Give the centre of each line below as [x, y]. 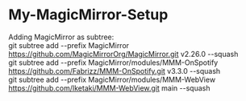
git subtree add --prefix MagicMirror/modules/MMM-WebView [112, 79]
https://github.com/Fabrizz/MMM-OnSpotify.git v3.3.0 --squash [115, 71]
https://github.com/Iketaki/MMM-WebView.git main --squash [109, 88]
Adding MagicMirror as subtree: [61, 37]
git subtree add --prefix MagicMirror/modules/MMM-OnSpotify [113, 63]
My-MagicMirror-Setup [88, 15]
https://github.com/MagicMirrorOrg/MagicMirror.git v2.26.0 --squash [123, 54]
